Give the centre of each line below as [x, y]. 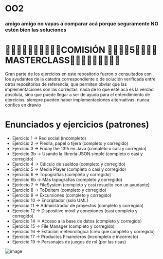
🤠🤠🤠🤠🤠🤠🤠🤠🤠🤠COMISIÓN [55, 50]
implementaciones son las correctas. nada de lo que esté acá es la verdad [80, 90]
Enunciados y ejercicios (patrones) [77, 125]
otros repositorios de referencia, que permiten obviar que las [66, 84]
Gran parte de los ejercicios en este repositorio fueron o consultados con [78, 74]
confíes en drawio [23, 105]
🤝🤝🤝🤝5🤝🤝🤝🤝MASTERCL [132, 50]
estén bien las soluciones [36, 30]
